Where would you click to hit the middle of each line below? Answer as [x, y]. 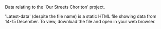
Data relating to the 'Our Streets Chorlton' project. [55, 7]
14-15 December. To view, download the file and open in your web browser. [80, 22]
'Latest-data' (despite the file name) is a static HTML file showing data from [81, 16]
